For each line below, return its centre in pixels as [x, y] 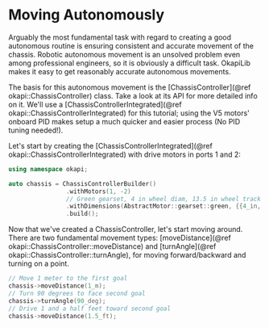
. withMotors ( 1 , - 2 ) [98, 191]
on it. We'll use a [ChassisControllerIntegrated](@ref [95, 104]
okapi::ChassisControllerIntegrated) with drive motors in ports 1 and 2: [125, 154]
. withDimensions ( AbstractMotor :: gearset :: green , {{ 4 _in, [163, 206]
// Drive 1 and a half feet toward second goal [90, 309]
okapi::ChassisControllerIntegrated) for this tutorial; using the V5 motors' [129, 113]
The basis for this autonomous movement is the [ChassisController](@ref [130, 87]
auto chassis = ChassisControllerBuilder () [83, 183]
